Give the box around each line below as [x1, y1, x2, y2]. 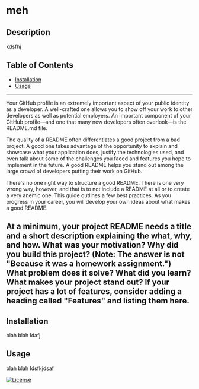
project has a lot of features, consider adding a [6, 286, 182, 297]
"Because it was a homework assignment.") [6, 259, 172, 269]
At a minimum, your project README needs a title [6, 222, 191, 232]
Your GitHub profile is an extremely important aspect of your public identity [6, 99, 190, 106]
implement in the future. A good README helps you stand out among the [6, 161, 184, 168]
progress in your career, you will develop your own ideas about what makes [6, 198, 191, 205]
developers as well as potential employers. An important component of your [6, 112, 191, 119]
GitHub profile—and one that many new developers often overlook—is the [6, 118, 187, 125]
